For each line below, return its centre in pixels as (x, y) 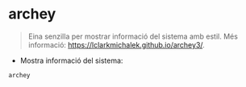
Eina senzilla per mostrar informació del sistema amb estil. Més (133, 36)
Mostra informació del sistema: (71, 60)
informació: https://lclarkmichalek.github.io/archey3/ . (117, 44)
